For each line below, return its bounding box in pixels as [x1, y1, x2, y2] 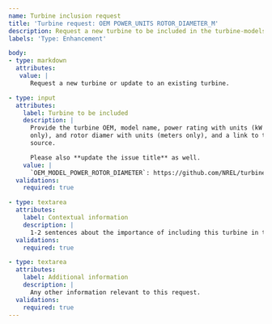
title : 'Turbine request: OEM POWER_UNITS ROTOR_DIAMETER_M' [8, 19, 219, 28]
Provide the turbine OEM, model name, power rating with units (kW [29, 124, 263, 132]
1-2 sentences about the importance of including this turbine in [29, 228, 259, 237]
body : [8, 49, 27, 58]
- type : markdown [8, 57, 67, 65]
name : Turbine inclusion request [8, 11, 121, 20]
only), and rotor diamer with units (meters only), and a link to [29, 131, 259, 140]
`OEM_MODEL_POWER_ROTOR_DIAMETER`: [29, 168, 151, 177]
